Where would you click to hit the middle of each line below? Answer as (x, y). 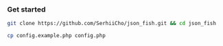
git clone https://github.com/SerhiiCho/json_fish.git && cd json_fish (111, 24)
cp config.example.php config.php (57, 36)
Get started (26, 9)
